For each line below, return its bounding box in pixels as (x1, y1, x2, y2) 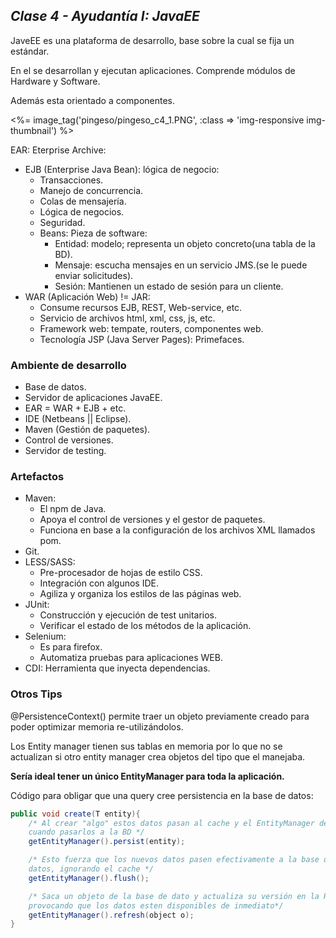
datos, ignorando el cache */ (28, 864, 155, 874)
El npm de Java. (39, 503, 107, 515)
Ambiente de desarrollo (10, 358, 127, 372)
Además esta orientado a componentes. (10, 94, 176, 106)
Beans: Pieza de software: (39, 227, 148, 239)
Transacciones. (39, 174, 104, 186)
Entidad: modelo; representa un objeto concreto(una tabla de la (54, 237, 316, 249)
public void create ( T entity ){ (10, 809, 141, 819)
